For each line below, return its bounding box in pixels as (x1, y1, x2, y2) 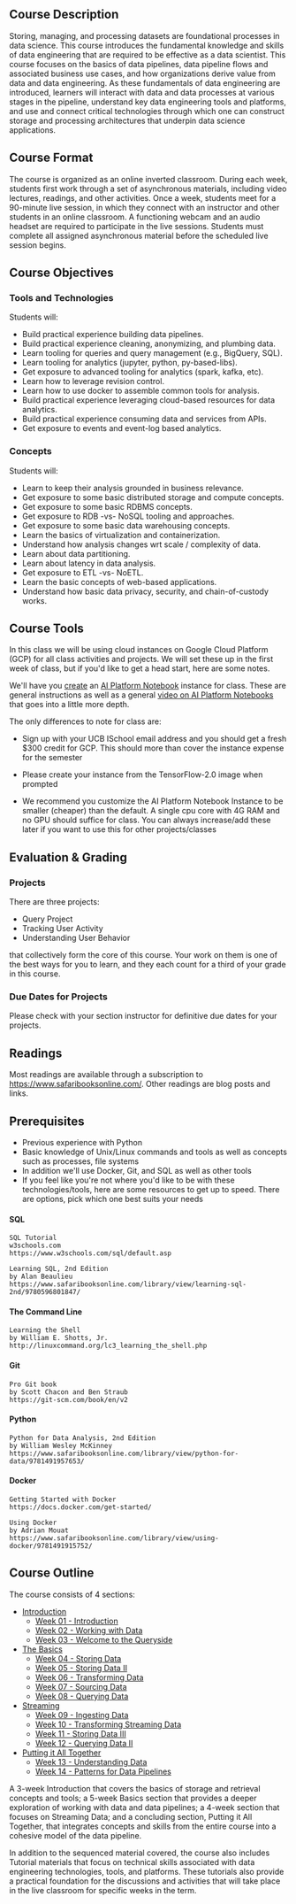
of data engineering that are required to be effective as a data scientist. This (9, 49, 286, 60)
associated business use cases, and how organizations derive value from (9, 68, 276, 79)
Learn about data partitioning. (21, 548, 131, 559)
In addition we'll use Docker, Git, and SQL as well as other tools (21, 1166, 252, 1176)
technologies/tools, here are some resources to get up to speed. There (21, 1184, 280, 1195)
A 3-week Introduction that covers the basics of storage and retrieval (9, 1783, 261, 1793)
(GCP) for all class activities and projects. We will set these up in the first (9, 654, 274, 665)
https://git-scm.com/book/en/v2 (9, 1395, 128, 1404)
